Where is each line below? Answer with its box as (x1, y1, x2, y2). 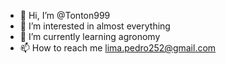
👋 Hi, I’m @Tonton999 (19, 10, 111, 21)
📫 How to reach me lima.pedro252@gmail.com (19, 42, 217, 54)
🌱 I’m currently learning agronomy (19, 31, 161, 42)
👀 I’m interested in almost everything (19, 20, 171, 32)
